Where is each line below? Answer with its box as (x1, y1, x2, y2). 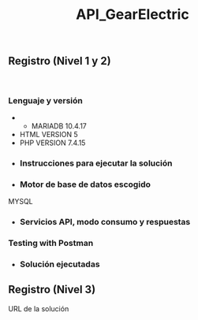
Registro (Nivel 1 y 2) (8, 54, 112, 68)
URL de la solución (8, 303, 69, 313)
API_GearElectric (76, 6, 189, 24)
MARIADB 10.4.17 (31, 121, 87, 131)
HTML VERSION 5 (19, 130, 79, 140)
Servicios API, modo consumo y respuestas (19, 217, 191, 228)
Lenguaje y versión (8, 95, 83, 106)
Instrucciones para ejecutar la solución (19, 158, 173, 169)
